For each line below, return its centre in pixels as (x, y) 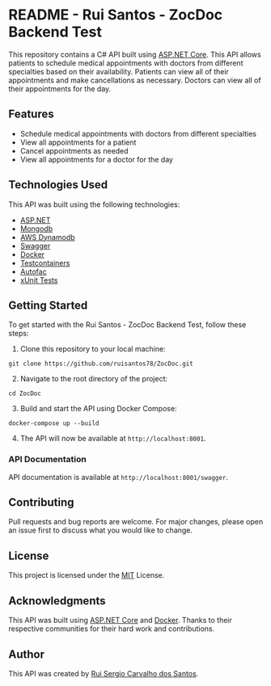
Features (31, 114)
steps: (19, 334)
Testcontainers (45, 263)
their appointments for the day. (60, 88)
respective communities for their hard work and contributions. (112, 629)
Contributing (41, 503)
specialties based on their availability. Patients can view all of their (119, 71)
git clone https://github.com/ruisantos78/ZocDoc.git (101, 364)
